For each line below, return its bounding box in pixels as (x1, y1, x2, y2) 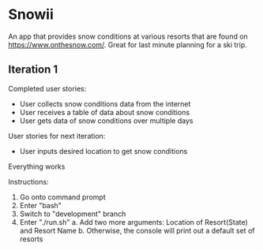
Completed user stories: (8, 84, 87, 93)
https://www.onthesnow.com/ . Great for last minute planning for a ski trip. (8, 39, 247, 49)
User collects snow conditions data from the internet (19, 99, 191, 108)
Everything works (8, 162, 66, 171)
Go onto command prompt (19, 192, 106, 202)
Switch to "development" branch (19, 209, 126, 218)
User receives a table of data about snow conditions (19, 107, 190, 117)
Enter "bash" (19, 200, 62, 210)
